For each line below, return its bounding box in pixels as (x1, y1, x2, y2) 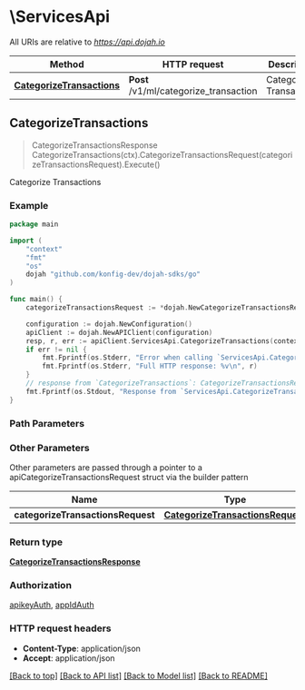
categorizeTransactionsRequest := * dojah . (25, 303, 189, 312)
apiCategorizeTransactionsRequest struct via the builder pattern (9, 471, 249, 482)
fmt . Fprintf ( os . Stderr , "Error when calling (42, 353, 213, 362)
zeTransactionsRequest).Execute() (31, 159, 161, 170)
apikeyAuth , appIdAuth (9, 599, 94, 610)
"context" (25, 244, 64, 253)
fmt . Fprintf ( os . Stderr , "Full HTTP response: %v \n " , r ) (42, 361, 258, 371)
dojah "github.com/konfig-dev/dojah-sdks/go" (25, 270, 202, 279)
